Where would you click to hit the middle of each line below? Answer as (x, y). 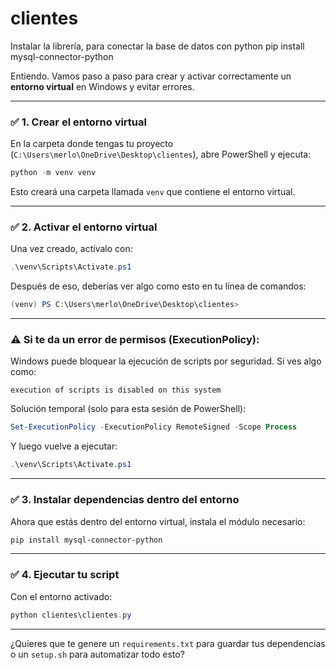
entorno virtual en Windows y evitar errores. (102, 86)
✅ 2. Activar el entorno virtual (84, 227)
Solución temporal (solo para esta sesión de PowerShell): (128, 409)
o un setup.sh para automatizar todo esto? (97, 654)
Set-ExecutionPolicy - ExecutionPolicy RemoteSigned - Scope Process (154, 427)
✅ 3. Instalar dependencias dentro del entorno (125, 500)
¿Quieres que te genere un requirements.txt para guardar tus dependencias (168, 643)
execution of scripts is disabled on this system (116, 390)
